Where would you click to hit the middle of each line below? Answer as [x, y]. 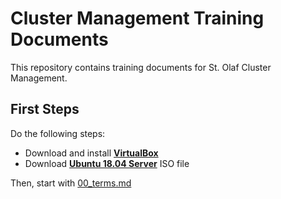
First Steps [45, 109]
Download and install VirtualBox [91, 153]
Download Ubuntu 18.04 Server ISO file [107, 163]
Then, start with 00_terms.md [71, 183]
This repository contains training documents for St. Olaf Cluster [141, 67]
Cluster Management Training [137, 18]
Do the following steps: [58, 133]
